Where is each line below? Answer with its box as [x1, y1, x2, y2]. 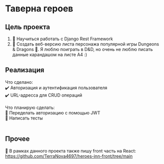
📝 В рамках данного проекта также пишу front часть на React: [5, 148, 136, 154]
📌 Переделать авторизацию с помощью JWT [5, 109, 100, 115]
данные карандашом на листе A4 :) [12, 52, 87, 57]
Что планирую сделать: [5, 105, 55, 110]
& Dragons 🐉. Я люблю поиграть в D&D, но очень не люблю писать [12, 47, 153, 52]
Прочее [5, 135, 30, 143]
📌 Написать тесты [5, 115, 43, 121]
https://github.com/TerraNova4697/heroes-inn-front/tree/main [5, 153, 133, 159]
